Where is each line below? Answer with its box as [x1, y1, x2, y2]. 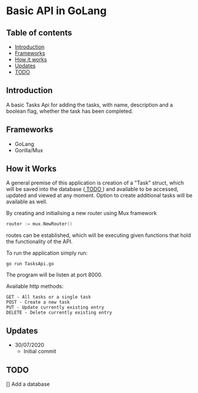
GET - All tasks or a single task [6, 294, 92, 300]
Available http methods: [6, 282, 64, 290]
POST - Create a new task [6, 300, 70, 306]
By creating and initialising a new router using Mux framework [6, 210, 157, 217]
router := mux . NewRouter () [6, 221, 73, 227]
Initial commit [23, 347, 57, 355]
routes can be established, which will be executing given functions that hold [6, 232, 191, 239]
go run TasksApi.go [6, 261, 54, 267]
